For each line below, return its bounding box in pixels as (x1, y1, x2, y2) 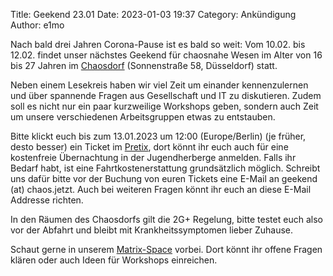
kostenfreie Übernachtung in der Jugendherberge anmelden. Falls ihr (10, 152, 297, 163)
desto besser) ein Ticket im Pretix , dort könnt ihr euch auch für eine (10, 141, 289, 153)
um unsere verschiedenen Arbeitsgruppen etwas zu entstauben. (10, 111, 276, 123)
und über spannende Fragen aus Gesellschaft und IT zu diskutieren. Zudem (10, 90, 322, 101)
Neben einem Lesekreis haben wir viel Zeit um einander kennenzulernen (10, 79, 309, 91)
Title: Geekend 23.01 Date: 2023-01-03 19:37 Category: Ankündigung (10, 9, 297, 20)
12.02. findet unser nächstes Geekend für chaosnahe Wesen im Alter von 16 (10, 49, 323, 61)
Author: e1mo (10, 19, 65, 31)
